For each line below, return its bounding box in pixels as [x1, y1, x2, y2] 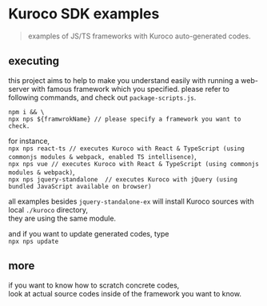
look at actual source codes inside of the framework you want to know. [8, 288, 242, 298]
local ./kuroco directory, [8, 205, 89, 214]
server [8, 84, 30, 93]
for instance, [8, 136, 50, 145]
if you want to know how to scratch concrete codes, [8, 280, 180, 290]
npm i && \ [8, 108, 45, 116]
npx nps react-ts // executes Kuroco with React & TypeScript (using [8, 145, 245, 153]
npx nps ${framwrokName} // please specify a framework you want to [8, 115, 241, 123]
